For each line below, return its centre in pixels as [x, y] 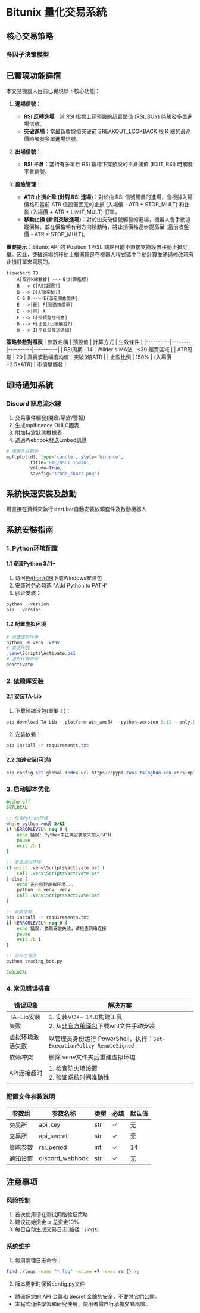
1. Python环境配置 [32, 548]
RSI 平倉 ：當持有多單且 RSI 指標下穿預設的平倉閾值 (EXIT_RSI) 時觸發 [108, 164]
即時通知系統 [30, 385]
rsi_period [53, 1147]
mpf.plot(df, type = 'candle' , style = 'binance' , [65, 457]
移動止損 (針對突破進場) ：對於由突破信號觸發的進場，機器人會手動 [104, 220]
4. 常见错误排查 [28, 988]
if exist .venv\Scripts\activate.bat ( [56, 868]
